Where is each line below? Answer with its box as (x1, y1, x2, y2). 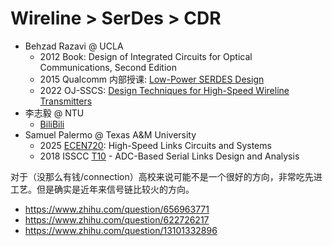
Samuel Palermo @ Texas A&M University (24, 128, 197, 141)
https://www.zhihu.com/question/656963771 (24, 203, 210, 215)
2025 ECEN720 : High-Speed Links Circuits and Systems (39, 139, 272, 151)
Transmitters (39, 95, 93, 107)
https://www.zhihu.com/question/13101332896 (24, 224, 218, 236)
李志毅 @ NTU (24, 107, 85, 119)
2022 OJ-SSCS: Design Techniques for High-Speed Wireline (39, 84, 290, 96)
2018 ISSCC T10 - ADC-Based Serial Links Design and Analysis (39, 150, 300, 162)
